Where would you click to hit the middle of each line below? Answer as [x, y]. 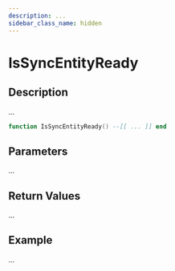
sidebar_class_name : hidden [55, 23]
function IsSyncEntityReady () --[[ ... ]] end [87, 126]
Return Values [45, 196]
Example [31, 240]
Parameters [38, 151]
